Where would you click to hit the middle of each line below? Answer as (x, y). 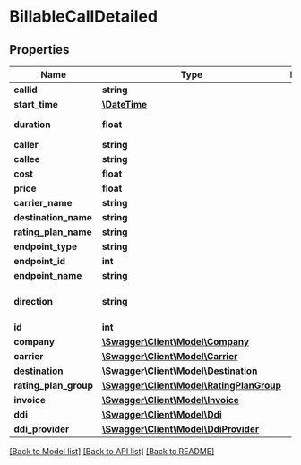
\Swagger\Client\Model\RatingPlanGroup (192, 385)
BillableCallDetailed (84, 17)
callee (27, 159)
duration (32, 125)
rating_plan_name (53, 232)
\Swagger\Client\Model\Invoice (170, 400)
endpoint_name (48, 276)
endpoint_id (39, 261)
